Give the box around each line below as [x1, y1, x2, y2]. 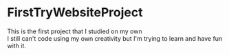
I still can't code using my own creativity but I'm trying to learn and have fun [7, 34, 223, 42]
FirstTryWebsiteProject [7, 5, 143, 20]
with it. [7, 41, 26, 50]
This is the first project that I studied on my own [7, 27, 142, 35]
